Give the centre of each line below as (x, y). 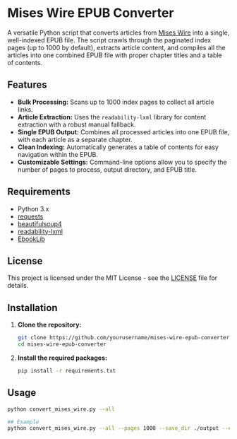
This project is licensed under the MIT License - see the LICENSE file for (112, 278)
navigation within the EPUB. (58, 154)
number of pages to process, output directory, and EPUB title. (107, 169)
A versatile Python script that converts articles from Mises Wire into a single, (119, 33)
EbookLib (31, 239)
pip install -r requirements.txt (67, 370)
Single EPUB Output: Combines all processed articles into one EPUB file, (123, 131)
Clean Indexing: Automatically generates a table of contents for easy (118, 147)
